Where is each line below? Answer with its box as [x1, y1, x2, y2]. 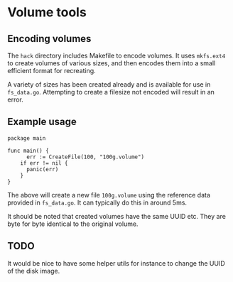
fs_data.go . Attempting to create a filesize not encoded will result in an [7, 88, 215, 96]
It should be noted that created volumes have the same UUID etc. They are [7, 212, 226, 220]
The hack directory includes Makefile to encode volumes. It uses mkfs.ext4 [7, 51, 226, 60]
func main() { [7, 147, 50, 154]
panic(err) [26, 166, 59, 173]
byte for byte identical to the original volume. [7, 219, 139, 228]
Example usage [7, 116, 77, 128]
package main [7, 134, 46, 142]
